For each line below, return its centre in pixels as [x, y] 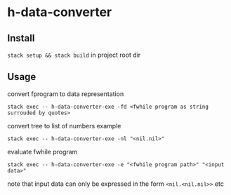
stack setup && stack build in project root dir [74, 55]
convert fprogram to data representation [66, 94]
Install [21, 38]
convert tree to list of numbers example [64, 126]
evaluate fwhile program [42, 152]
